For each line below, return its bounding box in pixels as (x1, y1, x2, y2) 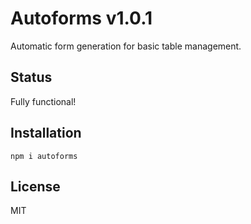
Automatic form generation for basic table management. (10, 40, 242, 52)
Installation (10, 125, 82, 142)
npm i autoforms (10, 151, 78, 161)
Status (10, 69, 53, 86)
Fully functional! (10, 95, 77, 107)
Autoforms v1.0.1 (10, 7, 153, 30)
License (10, 178, 61, 195)
